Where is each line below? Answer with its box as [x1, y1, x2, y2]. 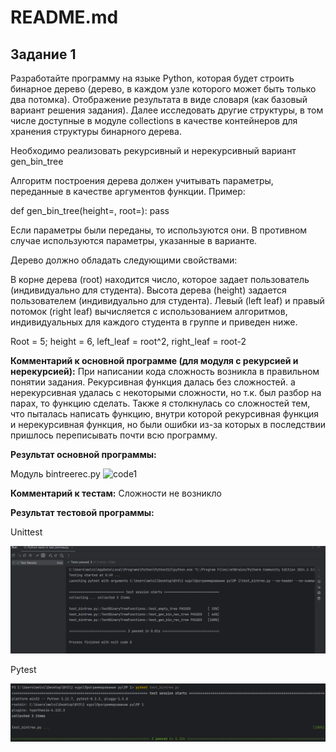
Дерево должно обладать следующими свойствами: [10, 254, 238, 266]
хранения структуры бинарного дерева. [10, 126, 182, 137]
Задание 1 [10, 46, 77, 63]
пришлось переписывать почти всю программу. [10, 429, 218, 441]
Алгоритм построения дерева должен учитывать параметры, [10, 175, 274, 186]
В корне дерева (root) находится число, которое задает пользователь [10, 274, 310, 285]
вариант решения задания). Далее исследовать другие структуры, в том [10, 104, 324, 116]
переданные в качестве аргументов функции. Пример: [10, 186, 246, 197]
